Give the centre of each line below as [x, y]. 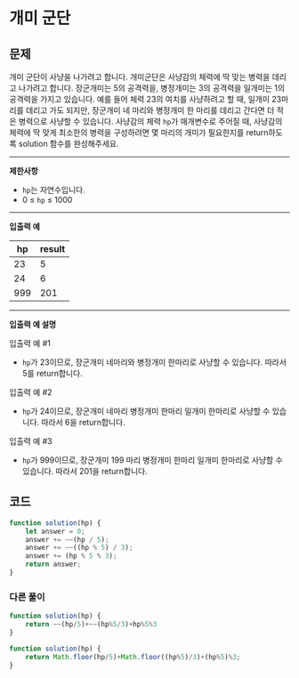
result [53, 249]
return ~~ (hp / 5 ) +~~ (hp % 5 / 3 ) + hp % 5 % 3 [91, 625]
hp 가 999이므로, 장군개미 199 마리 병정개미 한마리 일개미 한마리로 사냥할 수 [152, 460]
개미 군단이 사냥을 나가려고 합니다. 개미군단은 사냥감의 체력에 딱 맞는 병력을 [140, 77]
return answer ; [53, 565]
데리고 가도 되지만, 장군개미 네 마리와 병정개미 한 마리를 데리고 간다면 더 [150, 110]
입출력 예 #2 [31, 392]
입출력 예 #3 [31, 441]
